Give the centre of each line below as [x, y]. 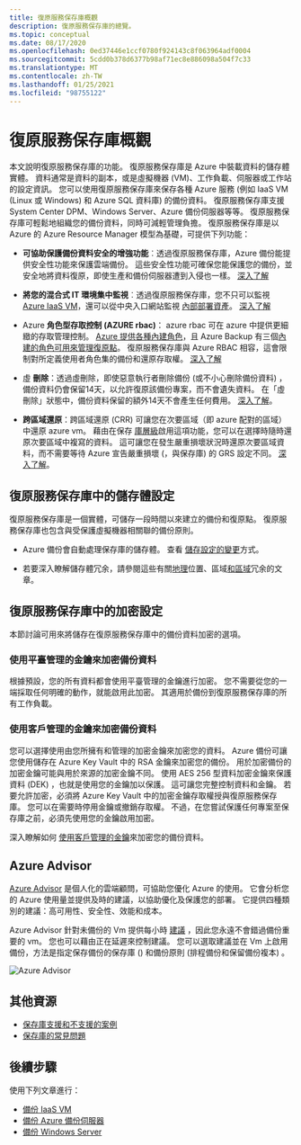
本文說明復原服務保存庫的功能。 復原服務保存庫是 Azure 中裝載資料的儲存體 [150, 166]
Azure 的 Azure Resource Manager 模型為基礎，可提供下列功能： [130, 234]
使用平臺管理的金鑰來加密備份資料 [83, 659]
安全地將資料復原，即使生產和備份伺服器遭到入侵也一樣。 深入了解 [146, 276]
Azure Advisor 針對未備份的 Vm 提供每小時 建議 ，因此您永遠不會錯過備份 [146, 930]
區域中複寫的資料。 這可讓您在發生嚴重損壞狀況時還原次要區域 [161, 443]
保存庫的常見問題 [54, 1036]
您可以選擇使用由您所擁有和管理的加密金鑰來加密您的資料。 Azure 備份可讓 [148, 750]
